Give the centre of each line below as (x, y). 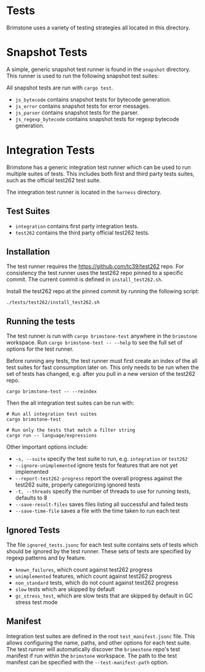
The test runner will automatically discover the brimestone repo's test (93, 649)
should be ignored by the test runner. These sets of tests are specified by (99, 551)
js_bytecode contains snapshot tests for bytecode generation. (93, 99)
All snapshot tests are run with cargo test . (60, 88)
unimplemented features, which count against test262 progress (94, 577)
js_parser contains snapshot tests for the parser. (77, 112)
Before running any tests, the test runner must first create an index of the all (102, 361)
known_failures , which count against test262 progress (84, 570)
